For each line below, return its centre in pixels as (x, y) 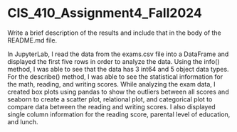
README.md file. (32, 40)
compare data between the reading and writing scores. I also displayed (111, 106)
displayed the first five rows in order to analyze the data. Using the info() (114, 61)
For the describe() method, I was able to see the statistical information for (115, 77)
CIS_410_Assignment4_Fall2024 (105, 13)
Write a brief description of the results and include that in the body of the (115, 33)
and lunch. (23, 121)
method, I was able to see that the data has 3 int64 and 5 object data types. (118, 69)
